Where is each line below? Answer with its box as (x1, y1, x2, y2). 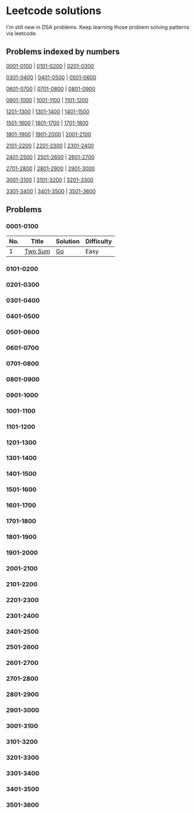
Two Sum (24, 247, 51, 256)
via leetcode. (6, 29, 37, 36)
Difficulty (85, 237, 112, 246)
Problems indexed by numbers (6, 47, 120, 57)
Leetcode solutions (6, 4, 101, 18)
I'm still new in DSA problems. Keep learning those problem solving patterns (6, 23, 190, 31)
